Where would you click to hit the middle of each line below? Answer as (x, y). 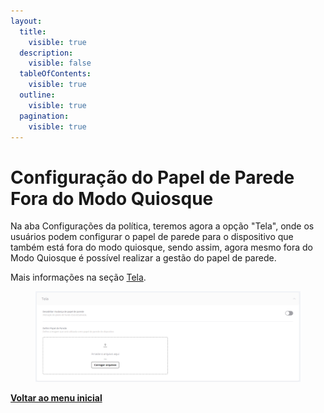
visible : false (60, 63)
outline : (37, 95)
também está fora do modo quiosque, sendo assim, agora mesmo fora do (161, 247)
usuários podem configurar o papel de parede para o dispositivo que (152, 237)
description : (46, 53)
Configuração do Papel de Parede (152, 177)
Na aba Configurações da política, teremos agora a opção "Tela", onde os (162, 226)
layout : (26, 21)
